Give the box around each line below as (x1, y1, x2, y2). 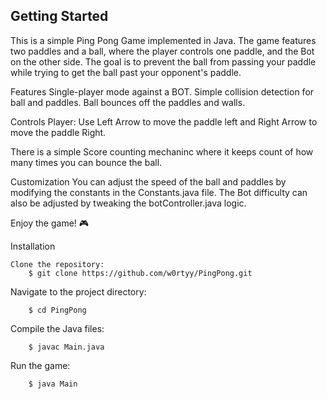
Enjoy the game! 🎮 (10, 217, 90, 229)
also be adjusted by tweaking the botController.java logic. (10, 197, 247, 209)
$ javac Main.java (28, 342, 105, 352)
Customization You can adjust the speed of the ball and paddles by (10, 175, 287, 188)
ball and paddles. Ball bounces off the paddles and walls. (10, 96, 246, 108)
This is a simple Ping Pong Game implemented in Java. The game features (10, 34, 317, 46)
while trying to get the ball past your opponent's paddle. (10, 66, 242, 78)
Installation (10, 240, 56, 252)
